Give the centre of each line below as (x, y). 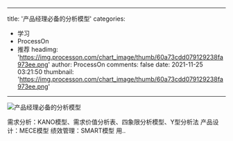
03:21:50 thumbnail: (45, 72)
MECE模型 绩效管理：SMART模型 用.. (72, 131)
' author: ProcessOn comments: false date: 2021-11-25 (126, 64)
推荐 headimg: (38, 49)
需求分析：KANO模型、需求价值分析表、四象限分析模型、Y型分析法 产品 (110, 122)
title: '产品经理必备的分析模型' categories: (67, 19)
